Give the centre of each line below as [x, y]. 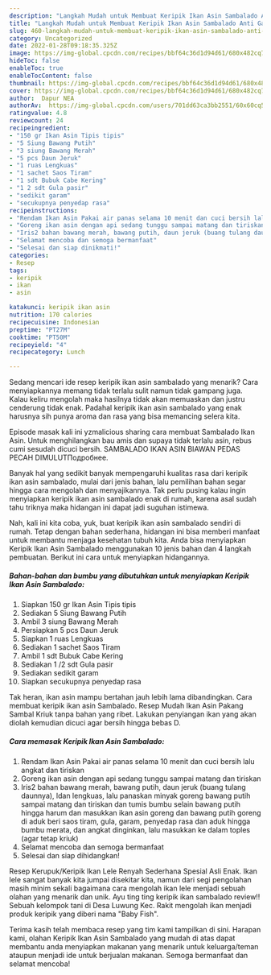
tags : [18, 271]
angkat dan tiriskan [53, 770]
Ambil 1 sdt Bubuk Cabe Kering [72, 656]
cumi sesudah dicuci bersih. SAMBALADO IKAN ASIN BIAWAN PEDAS [125, 449]
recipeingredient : [40, 128]
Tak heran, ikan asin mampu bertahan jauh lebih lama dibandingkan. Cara [131, 697]
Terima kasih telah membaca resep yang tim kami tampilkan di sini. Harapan [135, 930]
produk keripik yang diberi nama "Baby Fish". [84, 914]
